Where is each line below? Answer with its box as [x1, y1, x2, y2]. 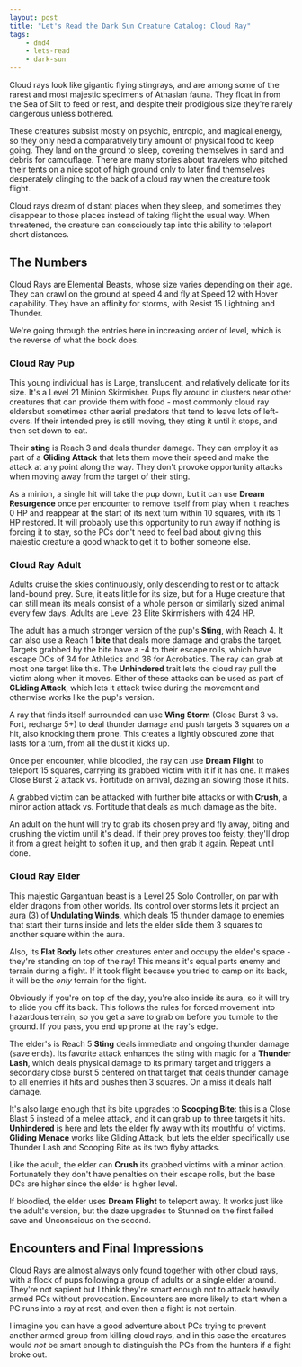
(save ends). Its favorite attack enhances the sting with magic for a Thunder [9, 1048, 292, 1059]
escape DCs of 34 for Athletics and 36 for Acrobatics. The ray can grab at [9, 653, 283, 665]
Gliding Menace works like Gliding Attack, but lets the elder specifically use [9, 1132, 290, 1142]
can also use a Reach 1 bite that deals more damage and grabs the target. [9, 635, 283, 645]
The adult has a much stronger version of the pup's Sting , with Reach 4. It [9, 626, 284, 636]
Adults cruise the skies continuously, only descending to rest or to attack [9, 579, 280, 590]
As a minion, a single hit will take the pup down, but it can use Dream [9, 489, 265, 500]
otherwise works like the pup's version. [9, 692, 155, 703]
